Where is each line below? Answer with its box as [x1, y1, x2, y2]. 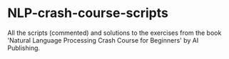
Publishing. [7, 43, 41, 52]
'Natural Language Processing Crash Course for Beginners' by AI [7, 36, 199, 44]
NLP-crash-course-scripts [7, 5, 169, 21]
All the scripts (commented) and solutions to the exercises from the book [7, 28, 222, 37]
